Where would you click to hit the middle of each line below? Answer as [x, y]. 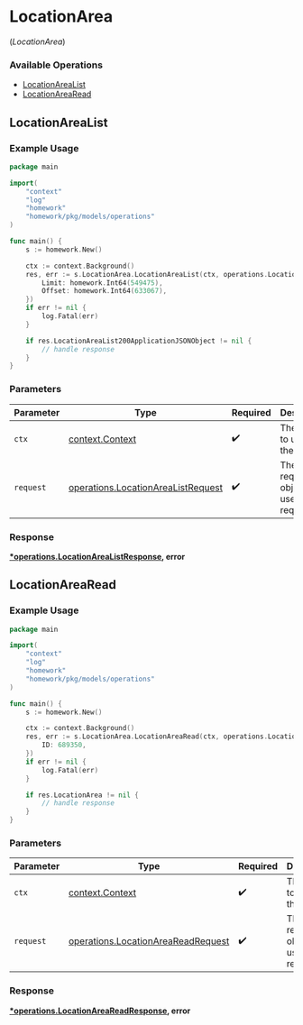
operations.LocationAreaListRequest [146, 487]
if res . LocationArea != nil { [83, 795]
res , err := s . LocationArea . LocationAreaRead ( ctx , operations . [147, 737]
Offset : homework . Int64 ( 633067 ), [105, 291]
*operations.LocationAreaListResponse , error [97, 556]
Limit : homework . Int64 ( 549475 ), [103, 283]
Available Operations [56, 65]
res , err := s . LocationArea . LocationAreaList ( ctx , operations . [147, 274]
